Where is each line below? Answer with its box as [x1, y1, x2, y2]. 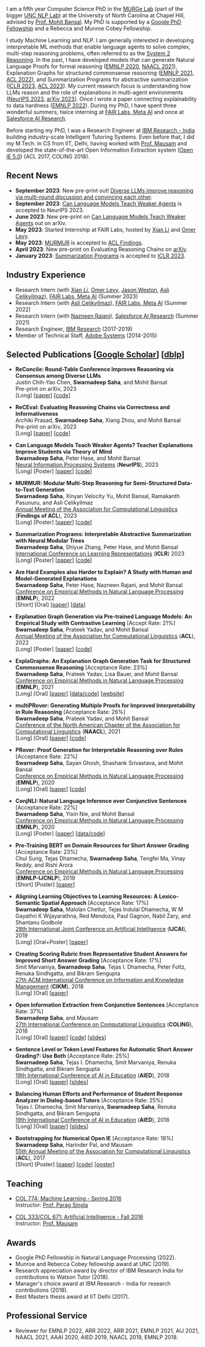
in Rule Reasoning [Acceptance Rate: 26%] [15, 708, 125, 716]
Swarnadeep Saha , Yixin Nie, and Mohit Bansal [15, 810, 135, 818]
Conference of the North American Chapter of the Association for [15, 721, 181, 729]
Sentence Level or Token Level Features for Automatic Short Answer [15, 1046, 193, 1053]
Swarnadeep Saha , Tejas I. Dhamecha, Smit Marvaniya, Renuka [15, 1059, 176, 1066]
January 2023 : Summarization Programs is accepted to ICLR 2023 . [15, 251, 186, 259]
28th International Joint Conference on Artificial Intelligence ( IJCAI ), [15, 926, 187, 933]
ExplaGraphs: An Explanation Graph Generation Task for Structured [15, 658, 191, 665]
